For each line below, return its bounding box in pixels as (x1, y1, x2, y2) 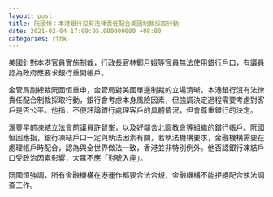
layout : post (8, 11, 53, 20)
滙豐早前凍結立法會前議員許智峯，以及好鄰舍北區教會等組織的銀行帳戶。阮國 (8, 122, 265, 132)
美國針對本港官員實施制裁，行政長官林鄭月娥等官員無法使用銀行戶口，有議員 (8, 58, 265, 67)
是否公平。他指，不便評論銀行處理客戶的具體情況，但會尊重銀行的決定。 (15, 105, 258, 115)
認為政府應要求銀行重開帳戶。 (8, 68, 108, 78)
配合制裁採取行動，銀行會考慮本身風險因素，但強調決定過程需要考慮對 (22, 95, 258, 105)
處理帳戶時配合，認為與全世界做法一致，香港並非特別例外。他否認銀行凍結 (8, 143, 258, 152)
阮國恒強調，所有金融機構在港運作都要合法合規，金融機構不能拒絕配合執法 (8, 170, 258, 180)
